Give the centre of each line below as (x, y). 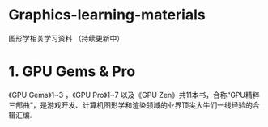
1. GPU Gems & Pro (72, 72)
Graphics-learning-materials (107, 15)
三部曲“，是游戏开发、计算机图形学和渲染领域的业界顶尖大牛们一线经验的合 (134, 105)
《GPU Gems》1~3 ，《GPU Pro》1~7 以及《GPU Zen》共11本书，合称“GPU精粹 (134, 95)
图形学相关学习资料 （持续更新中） (66, 38)
